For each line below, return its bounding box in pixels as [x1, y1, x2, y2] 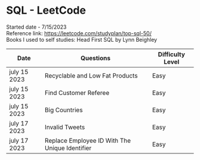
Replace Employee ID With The [44, 136, 131, 144]
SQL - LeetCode [6, 4, 86, 17]
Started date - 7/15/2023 [6, 23, 67, 30]
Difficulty [158, 50, 186, 59]
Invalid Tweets [44, 123, 85, 131]
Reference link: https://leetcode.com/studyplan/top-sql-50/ [6, 29, 152, 36]
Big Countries [44, 106, 83, 114]
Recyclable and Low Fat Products [44, 71, 138, 79]
